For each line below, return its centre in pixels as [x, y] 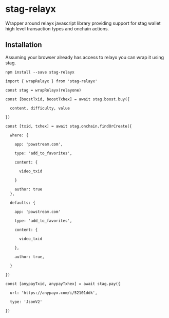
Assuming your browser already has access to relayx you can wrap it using [85, 57]
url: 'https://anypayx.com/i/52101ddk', [54, 293]
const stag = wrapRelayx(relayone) [43, 90]
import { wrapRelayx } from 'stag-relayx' [51, 81]
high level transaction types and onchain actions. [57, 28]
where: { [19, 135]
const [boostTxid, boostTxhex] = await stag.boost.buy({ [68, 99]
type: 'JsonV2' [26, 302]
